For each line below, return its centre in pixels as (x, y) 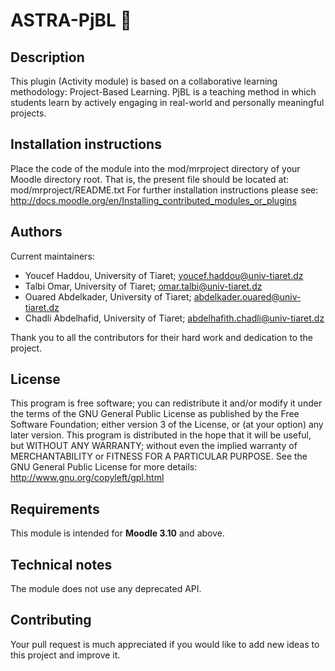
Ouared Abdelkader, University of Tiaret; (108, 296)
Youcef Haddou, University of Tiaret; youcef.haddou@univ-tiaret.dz (164, 275)
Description (47, 57)
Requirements (55, 509)
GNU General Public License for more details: (104, 467)
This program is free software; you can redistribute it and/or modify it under (166, 403)
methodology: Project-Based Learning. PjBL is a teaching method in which (163, 92)
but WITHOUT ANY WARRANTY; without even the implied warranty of (154, 446)
